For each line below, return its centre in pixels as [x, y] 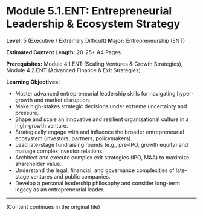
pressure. [27, 113]
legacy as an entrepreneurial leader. [60, 189]
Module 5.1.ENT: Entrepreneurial [89, 11]
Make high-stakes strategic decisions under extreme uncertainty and [101, 106]
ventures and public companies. [70, 176]
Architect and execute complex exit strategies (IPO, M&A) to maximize [102, 157]
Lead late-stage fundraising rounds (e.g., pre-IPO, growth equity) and [101, 144]
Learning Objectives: [33, 82]
